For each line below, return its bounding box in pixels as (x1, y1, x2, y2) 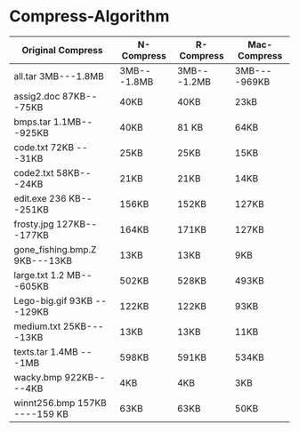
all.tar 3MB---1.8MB (13, 69, 105, 82)
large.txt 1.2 (13, 268, 65, 281)
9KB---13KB (13, 254, 73, 267)
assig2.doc (13, 90, 61, 102)
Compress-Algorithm (9, 6, 170, 27)
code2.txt (13, 166, 55, 179)
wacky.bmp (13, 371, 62, 383)
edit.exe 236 (13, 192, 67, 204)
